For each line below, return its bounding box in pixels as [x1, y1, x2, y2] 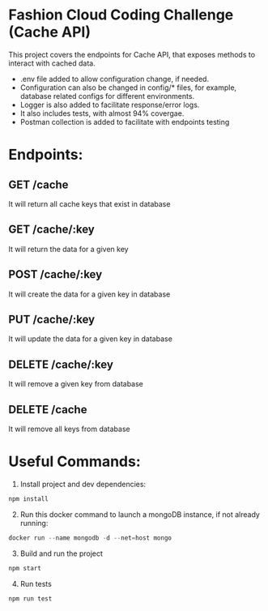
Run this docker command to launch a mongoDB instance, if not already [19, 509, 261, 519]
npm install [8, 494, 49, 503]
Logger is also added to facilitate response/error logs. [19, 100, 200, 109]
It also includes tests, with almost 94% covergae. [19, 108, 185, 118]
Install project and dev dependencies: [19, 479, 147, 489]
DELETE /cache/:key [8, 357, 113, 371]
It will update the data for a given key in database [8, 334, 172, 344]
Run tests [19, 579, 53, 588]
